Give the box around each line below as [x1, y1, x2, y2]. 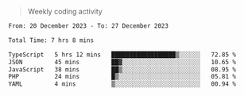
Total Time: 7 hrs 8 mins [8, 36, 94, 44]
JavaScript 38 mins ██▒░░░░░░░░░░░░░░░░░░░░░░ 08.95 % [8, 65, 237, 74]
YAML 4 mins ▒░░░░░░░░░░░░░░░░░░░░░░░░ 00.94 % [8, 80, 237, 88]
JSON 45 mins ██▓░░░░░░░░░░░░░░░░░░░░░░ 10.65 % [8, 58, 237, 66]
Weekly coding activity [27, 7, 103, 16]
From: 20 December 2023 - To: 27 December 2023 [8, 22, 169, 30]
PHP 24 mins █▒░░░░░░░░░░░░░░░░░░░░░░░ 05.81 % [8, 73, 237, 81]
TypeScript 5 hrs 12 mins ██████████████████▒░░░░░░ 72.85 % [8, 51, 237, 59]
